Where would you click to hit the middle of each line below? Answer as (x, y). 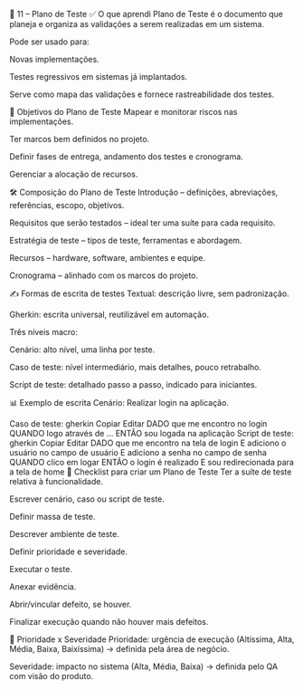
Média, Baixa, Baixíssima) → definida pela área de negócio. (119, 649)
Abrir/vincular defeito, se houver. (71, 604)
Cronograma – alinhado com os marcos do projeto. (104, 275)
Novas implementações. (54, 59)
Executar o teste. (41, 569)
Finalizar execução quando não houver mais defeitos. (109, 622)
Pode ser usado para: (49, 42)
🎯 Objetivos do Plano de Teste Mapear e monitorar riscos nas (123, 112)
